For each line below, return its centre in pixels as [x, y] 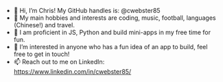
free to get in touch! [42, 54]
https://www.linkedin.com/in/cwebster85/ [72, 71]
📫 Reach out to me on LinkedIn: [59, 62]
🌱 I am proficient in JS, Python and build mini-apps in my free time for [112, 32]
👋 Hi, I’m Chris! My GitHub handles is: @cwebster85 [87, 11]
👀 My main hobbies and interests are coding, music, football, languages [115, 18]
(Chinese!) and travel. [44, 25]
